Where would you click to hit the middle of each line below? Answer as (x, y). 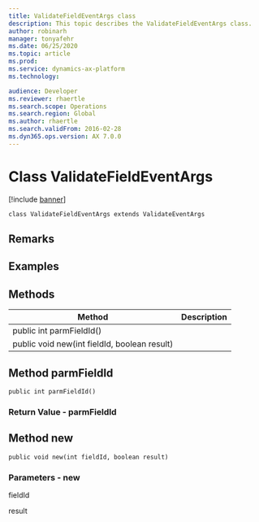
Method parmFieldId (61, 373)
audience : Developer (43, 91)
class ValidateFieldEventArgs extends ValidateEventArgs (107, 214)
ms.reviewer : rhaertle (47, 98)
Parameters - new (44, 477)
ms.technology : (34, 76)
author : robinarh (38, 31)
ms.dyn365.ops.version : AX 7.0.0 (65, 137)
